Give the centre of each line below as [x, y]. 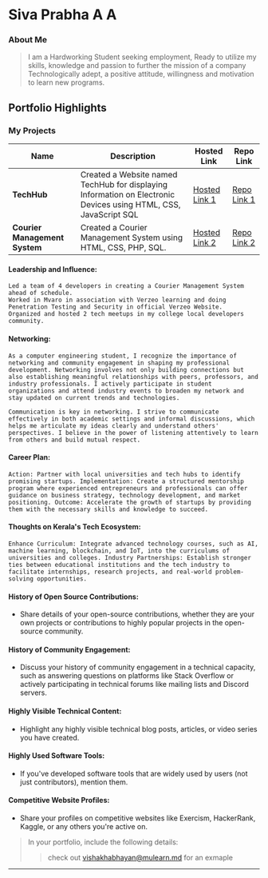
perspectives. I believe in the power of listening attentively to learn [134, 433]
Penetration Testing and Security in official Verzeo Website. [116, 307]
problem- [230, 572]
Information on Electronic [128, 195]
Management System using [132, 237]
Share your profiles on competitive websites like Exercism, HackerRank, [138, 818]
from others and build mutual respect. [75, 440]
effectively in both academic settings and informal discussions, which [132, 419]
